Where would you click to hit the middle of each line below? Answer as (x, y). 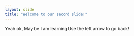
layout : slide (20, 10)
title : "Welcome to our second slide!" (46, 14)
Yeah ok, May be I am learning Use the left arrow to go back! (67, 28)
